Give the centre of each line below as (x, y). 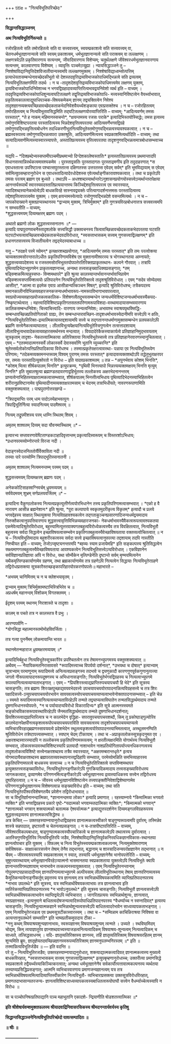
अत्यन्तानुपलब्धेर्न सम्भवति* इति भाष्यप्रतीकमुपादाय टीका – (50, 918)
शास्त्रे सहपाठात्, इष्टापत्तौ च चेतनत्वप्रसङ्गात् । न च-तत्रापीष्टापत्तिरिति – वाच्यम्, (69, 826)
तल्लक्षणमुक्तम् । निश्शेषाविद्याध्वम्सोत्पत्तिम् (101, 71)
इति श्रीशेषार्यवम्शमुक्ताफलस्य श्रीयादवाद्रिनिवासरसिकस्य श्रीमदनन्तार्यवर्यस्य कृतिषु (67, 1007)
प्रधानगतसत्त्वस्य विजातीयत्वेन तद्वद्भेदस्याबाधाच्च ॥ (45, 241)
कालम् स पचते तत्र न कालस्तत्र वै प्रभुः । (37, 613)
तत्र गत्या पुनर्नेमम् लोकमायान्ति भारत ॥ (36, 639)
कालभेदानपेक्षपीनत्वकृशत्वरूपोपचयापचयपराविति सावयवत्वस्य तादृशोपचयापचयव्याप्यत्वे (72, 723)
